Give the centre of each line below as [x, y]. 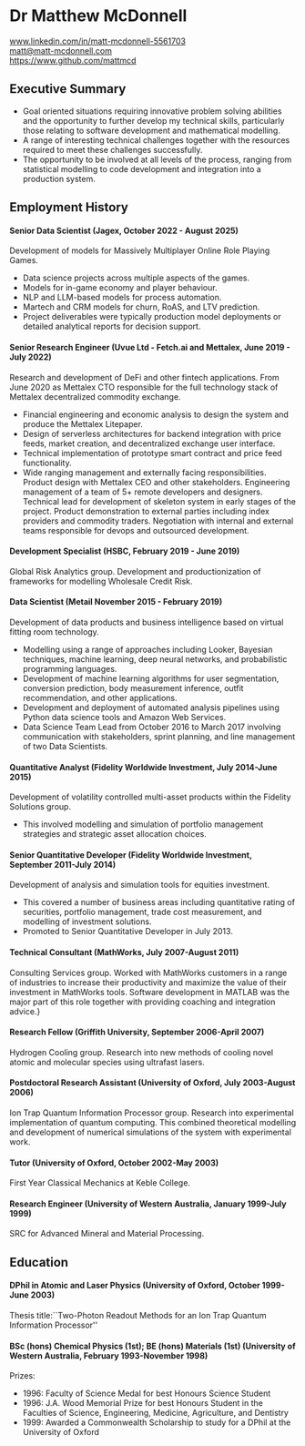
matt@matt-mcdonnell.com [61, 50]
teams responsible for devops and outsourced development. [136, 530]
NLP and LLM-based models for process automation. [122, 298]
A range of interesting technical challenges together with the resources [156, 140]
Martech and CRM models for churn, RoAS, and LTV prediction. [141, 307]
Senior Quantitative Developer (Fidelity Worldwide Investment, [131, 855]
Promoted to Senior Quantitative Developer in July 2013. [128, 932]
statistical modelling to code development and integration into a [142, 168]
